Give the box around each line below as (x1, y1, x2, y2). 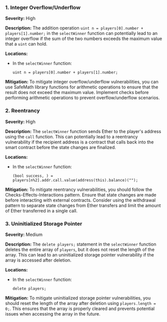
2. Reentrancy (5, 107, 40, 114)
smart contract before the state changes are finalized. (5, 144, 116, 150)
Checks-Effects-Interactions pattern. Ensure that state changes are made (5, 191, 156, 197)
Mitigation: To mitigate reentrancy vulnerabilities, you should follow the (5, 186, 152, 192)
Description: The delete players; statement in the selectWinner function (5, 241, 156, 247)
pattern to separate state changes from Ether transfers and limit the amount (5, 202, 161, 208)
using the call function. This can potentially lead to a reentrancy (5, 133, 138, 139)
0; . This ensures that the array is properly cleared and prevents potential (5, 305, 155, 311)
